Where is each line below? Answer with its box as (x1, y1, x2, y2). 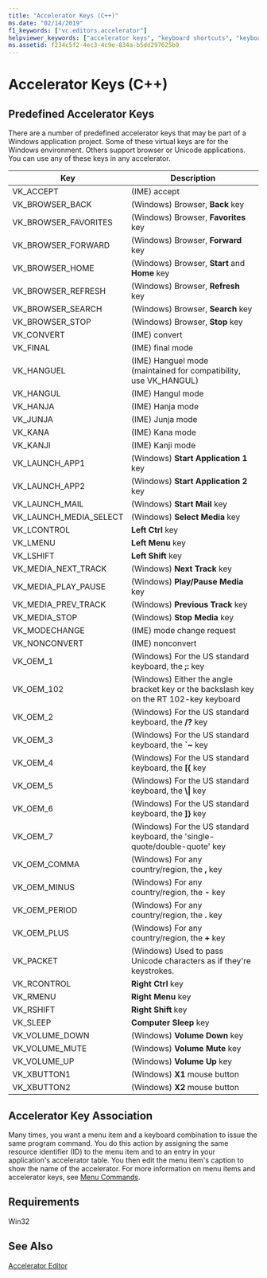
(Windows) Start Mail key (130, 498, 228, 510)
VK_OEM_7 (12, 831, 54, 842)
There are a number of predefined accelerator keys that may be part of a (8, 128, 246, 138)
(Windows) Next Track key (130, 563, 232, 574)
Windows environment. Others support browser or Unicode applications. (8, 145, 246, 155)
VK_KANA (12, 427, 50, 438)
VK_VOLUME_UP (12, 1056, 75, 1067)
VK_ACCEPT (12, 186, 60, 197)
